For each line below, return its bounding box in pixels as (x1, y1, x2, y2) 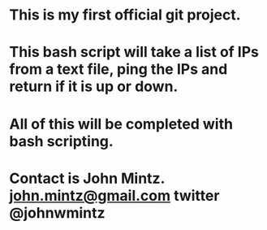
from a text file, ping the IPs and (9, 60, 228, 79)
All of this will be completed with (9, 115, 234, 133)
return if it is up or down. (9, 77, 179, 96)
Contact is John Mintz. (9, 169, 166, 188)
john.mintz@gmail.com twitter (9, 186, 220, 205)
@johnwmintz (9, 203, 106, 222)
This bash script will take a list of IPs (9, 43, 259, 62)
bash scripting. (9, 132, 114, 150)
